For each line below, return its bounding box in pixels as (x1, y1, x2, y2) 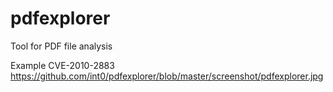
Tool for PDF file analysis (10, 40, 113, 52)
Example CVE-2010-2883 (10, 59, 115, 71)
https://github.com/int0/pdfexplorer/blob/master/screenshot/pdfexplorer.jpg (10, 70, 324, 82)
